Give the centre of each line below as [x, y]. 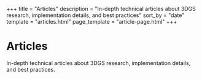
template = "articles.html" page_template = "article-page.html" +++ [92, 22]
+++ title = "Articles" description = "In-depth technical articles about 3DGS [101, 9]
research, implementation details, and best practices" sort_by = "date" [95, 15]
